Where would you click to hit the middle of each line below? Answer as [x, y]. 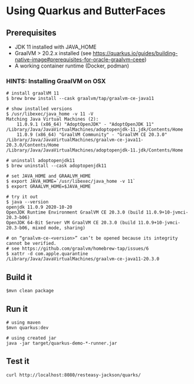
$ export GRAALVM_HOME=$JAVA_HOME [49, 187]
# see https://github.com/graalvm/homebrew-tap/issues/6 [78, 249]
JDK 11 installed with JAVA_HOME [56, 47]
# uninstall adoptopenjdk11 [41, 161]
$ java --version [27, 202]
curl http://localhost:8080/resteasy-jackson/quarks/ [74, 375]
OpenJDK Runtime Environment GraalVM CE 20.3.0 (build [75, 212]
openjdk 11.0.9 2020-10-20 [39, 207]
